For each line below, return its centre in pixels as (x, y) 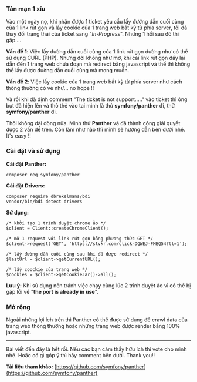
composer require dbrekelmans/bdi (48, 196)
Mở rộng (18, 307)
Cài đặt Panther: (26, 164)
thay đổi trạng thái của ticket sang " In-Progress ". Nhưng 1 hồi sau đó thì (93, 34)
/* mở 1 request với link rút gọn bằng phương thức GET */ (80, 239)
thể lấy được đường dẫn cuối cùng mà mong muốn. (68, 71)
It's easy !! (18, 136)
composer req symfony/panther (43, 175)
